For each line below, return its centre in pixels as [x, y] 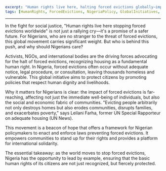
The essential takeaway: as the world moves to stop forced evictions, [76, 153]
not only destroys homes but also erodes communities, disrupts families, [79, 107]
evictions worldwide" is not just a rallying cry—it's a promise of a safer [77, 31]
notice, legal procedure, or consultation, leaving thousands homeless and [80, 72]
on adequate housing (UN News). [39, 118]
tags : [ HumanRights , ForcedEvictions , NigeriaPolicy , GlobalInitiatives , [83, 12]
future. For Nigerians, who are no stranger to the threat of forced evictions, [81, 36]
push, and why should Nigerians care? [44, 46]
